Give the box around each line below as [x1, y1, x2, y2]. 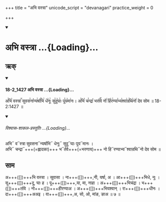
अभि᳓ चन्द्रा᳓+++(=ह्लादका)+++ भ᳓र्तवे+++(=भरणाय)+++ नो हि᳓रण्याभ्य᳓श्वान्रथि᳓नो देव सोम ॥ [5, 146, 161, 152]
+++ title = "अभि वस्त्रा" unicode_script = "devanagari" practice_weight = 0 [5, 5, 154, 10]
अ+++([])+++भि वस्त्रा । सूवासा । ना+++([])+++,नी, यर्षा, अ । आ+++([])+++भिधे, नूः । [5, 175, 161, 181]
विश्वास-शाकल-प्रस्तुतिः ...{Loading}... [5, 125, 71, 131]
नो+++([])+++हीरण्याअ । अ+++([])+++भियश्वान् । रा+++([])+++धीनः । [31, 186, 161, 192]
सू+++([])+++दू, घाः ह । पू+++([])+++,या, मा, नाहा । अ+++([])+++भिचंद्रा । [5, 180, 141, 186]
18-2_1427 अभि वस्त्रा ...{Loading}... [5, 86, 74, 92]
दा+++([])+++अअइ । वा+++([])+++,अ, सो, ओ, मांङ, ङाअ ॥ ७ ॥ [5, 191, 121, 197]
